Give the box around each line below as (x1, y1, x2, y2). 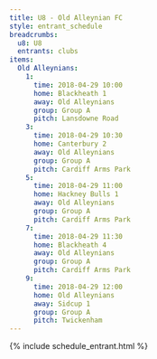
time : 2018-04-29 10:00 (32, 80, 124, 90)
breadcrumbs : (9, 30, 59, 39)
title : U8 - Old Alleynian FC (9, 13, 124, 23)
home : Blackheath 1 (32, 89, 106, 98)
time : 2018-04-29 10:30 (32, 131, 124, 140)
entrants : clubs (17, 47, 78, 56)
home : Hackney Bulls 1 (32, 190, 119, 199)
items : (9, 55, 34, 64)
